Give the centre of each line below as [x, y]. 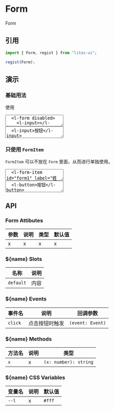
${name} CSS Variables [35, 377]
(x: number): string [68, 362]
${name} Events [26, 299]
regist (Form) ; [20, 62]
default [17, 283]
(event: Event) [88, 323]
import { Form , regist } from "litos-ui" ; [51, 53]
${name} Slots [24, 259]
